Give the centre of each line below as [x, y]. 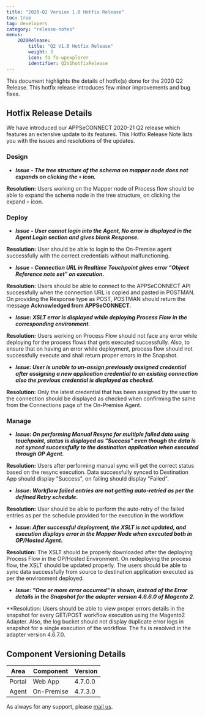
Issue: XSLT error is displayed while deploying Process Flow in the [101, 317]
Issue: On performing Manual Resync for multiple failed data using [102, 434]
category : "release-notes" [41, 29]
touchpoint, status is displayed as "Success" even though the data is [105, 441]
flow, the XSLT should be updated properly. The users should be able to [97, 565]
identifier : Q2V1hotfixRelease [68, 63]
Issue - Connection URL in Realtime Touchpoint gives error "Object [102, 267]
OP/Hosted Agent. [39, 541]
